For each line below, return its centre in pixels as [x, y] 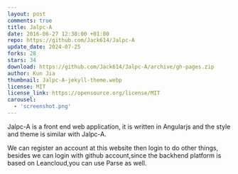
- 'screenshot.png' [43, 107]
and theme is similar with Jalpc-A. [57, 134]
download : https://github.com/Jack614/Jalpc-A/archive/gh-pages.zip [111, 67]
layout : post [27, 14]
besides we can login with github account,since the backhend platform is [114, 155]
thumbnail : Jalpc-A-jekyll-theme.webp [65, 80]
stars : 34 [22, 60]
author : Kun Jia [31, 73]
